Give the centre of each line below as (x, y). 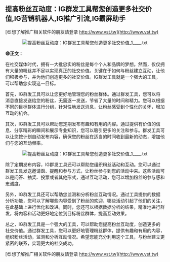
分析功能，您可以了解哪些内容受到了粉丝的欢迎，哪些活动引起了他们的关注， (85, 201)
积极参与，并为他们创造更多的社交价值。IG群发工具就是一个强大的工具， (85, 77)
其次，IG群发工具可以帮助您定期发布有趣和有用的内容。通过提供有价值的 (81, 124)
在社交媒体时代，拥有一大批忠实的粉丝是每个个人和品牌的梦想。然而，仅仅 (83, 64)
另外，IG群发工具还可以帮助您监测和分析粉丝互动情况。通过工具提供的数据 (83, 194)
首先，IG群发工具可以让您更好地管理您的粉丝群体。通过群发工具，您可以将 (83, 94)
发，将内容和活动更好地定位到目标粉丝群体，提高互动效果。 (67, 213)
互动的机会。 (18, 113)
